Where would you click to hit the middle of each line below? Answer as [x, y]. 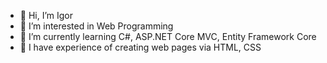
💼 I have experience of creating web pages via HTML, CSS [140, 47]
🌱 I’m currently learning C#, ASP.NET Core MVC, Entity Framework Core [168, 36]
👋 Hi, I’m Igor [46, 15]
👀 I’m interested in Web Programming [96, 26]
